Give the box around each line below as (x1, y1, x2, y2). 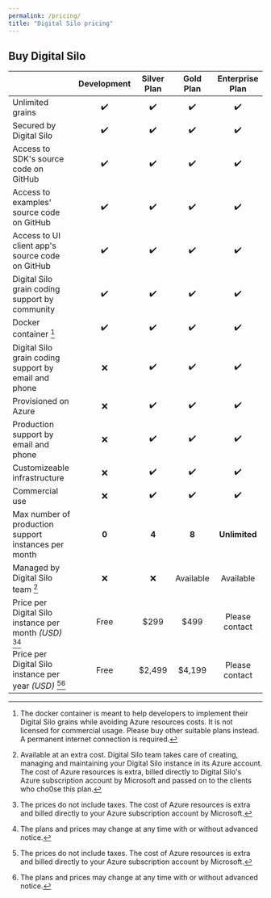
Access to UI (12, 230, 61, 241)
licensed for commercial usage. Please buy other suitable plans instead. (19, 726, 260, 736)
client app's (12, 240, 56, 251)
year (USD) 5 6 (12, 678, 66, 691)
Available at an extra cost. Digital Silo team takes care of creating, (19, 750, 239, 760)
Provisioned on (12, 395, 69, 406)
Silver (141, 73, 165, 85)
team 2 (12, 582, 39, 594)
